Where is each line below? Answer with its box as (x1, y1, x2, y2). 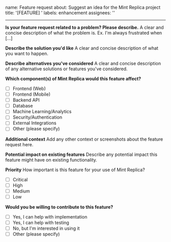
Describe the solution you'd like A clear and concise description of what (5, 45, 159, 51)
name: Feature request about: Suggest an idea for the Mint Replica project (5, 5, 161, 10)
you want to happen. (5, 50, 48, 57)
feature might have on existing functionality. (5, 156, 98, 163)
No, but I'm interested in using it (12, 225, 80, 231)
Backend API (12, 97, 40, 103)
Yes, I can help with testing (12, 219, 70, 226)
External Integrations (12, 120, 57, 126)
